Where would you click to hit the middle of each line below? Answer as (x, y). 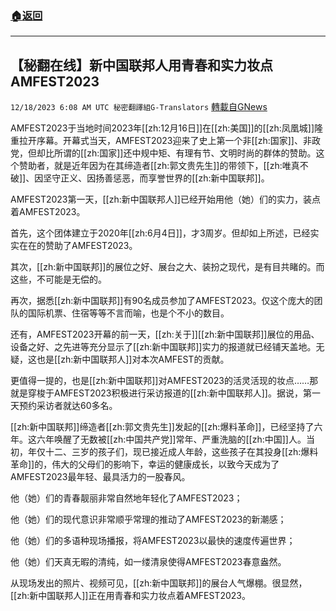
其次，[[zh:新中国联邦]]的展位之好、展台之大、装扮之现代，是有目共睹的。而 (167, 267)
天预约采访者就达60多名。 (64, 406)
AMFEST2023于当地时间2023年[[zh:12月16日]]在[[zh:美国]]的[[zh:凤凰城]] (162, 128)
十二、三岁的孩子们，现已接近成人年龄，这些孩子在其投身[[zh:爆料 (181, 452)
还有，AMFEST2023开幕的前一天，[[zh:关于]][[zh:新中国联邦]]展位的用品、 (165, 334)
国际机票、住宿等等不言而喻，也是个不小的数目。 (128, 313)
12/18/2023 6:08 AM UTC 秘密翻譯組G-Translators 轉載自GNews (139, 107)
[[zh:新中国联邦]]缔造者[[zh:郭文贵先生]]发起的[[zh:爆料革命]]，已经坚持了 (162, 427)
